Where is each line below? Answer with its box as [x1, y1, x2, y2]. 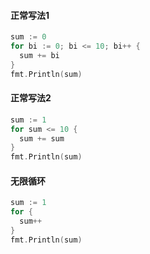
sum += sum [19, 133, 65, 144]
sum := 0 [10, 32, 47, 42]
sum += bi [19, 50, 60, 60]
